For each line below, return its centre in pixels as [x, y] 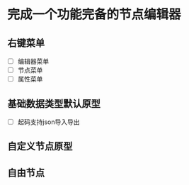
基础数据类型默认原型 [54, 103]
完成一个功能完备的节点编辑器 [94, 15]
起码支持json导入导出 [48, 122]
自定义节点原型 [40, 146]
